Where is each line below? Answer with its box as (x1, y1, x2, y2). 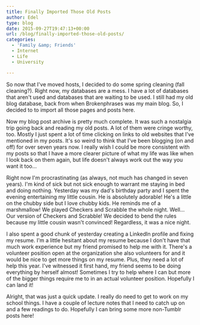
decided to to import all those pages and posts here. (6, 106, 135, 113)
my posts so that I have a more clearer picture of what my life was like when (6, 149, 193, 157)
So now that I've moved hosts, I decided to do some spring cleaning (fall (6, 80, 184, 88)
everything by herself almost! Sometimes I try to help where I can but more (6, 268, 191, 276)
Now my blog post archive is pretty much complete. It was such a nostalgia (6, 118, 192, 125)
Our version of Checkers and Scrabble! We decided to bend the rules (6, 212, 177, 219)
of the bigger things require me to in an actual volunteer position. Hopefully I (6, 275, 195, 282)
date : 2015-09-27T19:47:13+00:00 (6, 25, 90, 32)
